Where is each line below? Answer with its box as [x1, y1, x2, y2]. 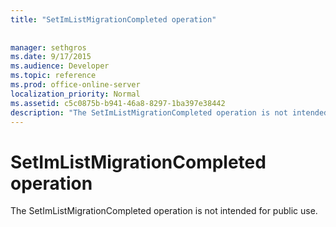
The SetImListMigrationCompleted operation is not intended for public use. [10, 205, 318, 217]
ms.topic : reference [10, 71, 97, 81]
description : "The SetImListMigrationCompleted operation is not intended [10, 107, 329, 118]
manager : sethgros [10, 42, 87, 53]
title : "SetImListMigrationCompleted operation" [10, 14, 217, 25]
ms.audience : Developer [10, 61, 110, 71]
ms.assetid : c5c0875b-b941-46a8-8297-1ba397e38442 [10, 98, 226, 108]
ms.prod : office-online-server [10, 80, 141, 90]
